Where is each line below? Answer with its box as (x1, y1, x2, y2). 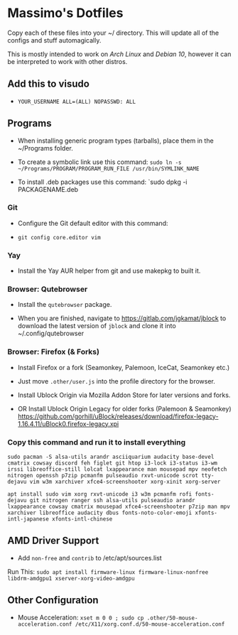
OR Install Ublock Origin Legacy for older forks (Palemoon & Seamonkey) (17, 404, 232, 413)
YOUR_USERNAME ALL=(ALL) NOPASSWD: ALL (17, 98, 136, 105)
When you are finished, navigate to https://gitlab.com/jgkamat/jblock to (17, 314, 227, 322)
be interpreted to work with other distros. (7, 57, 128, 65)
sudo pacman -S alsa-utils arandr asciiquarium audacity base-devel (7, 453, 215, 461)
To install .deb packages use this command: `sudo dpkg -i (17, 178, 188, 186)
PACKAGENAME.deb (17, 185, 79, 193)
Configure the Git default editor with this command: (17, 219, 168, 227)
